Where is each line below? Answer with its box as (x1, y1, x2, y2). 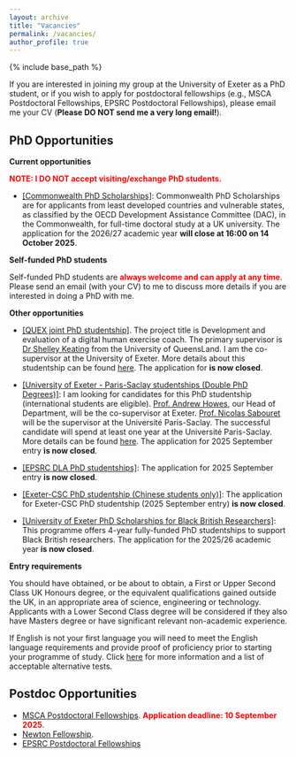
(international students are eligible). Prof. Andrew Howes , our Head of (21, 399, 277, 409)
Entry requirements (9, 561, 82, 571)
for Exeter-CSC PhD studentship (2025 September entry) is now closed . (21, 499, 285, 509)
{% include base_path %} (9, 62, 102, 73)
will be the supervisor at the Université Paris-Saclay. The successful (21, 417, 271, 428)
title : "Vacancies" (9, 21, 81, 30)
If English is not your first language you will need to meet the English (9, 633, 259, 644)
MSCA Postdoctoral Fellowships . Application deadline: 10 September (21, 709, 277, 721)
